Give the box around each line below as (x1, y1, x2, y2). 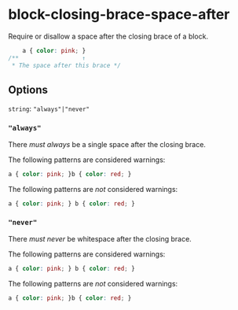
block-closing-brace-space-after (8, 6, 230, 24)
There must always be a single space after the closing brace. (8, 139, 207, 149)
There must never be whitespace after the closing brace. (8, 234, 192, 243)
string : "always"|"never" (8, 104, 90, 113)
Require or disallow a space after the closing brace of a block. (8, 31, 209, 41)
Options (8, 83, 49, 96)
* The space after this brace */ (11, 61, 122, 69)
